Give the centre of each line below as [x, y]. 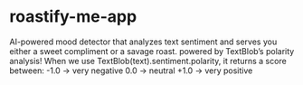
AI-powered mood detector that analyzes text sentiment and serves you [143, 42]
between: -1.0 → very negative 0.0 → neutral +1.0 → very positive [131, 71]
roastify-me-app [73, 17]
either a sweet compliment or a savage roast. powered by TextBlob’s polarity [152, 51]
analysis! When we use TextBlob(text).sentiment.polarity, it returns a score [148, 61]
